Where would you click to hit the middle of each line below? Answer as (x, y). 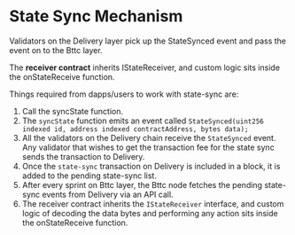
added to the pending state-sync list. (89, 176)
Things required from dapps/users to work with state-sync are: (124, 94)
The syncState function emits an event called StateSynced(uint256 (143, 121)
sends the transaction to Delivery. (83, 156)
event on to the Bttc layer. (56, 50)
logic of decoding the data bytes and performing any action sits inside (150, 213)
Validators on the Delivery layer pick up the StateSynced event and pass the (147, 41)
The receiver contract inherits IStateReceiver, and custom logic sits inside (145, 67)
